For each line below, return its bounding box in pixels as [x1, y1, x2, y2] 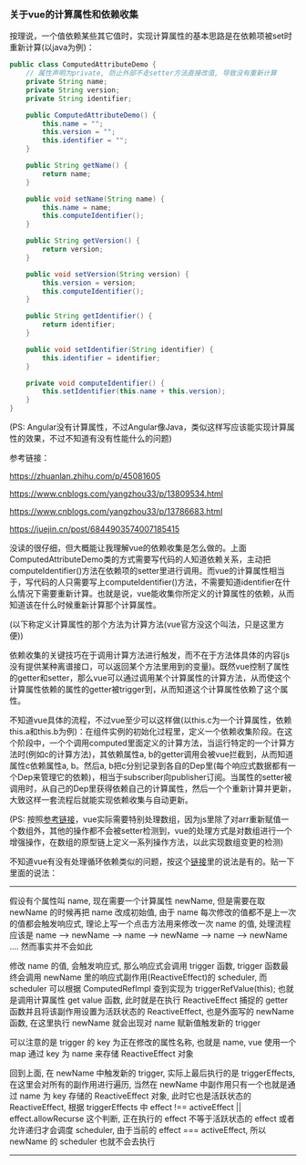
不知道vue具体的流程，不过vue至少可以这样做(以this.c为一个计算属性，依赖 [9, 714, 292, 726]
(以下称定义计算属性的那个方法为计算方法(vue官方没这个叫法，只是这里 [9, 619, 277, 630]
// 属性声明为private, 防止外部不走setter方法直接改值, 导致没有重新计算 [25, 68, 278, 78]
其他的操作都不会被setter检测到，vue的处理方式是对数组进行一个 [48, 826, 293, 837]
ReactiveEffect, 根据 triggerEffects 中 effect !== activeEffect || [9, 1102, 242, 1113]
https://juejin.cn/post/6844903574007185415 [9, 524, 180, 535]
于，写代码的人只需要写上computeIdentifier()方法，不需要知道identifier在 [9, 577, 283, 588]
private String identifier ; [25, 94, 132, 103]
